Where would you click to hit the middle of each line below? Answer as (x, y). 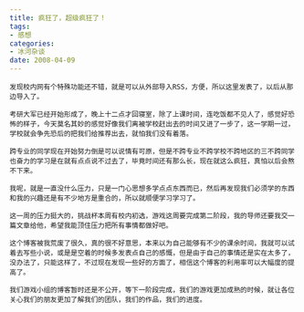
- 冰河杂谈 (27, 52)
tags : (20, 26)
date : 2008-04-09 (42, 60)
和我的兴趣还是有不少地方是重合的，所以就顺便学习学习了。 (105, 198)
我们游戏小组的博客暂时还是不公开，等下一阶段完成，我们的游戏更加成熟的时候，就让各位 (152, 290)
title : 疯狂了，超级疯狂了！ (58, 18)
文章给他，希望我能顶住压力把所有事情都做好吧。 (94, 225)
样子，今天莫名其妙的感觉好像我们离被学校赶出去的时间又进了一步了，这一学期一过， (158, 124)
